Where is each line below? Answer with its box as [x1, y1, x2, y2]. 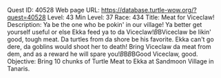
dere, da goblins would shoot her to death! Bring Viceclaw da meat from [7, 43, 211, 50]
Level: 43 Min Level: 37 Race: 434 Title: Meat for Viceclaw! [47, 13, 215, 21]
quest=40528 [7, 13, 46, 21]
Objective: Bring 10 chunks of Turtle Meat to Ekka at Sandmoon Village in [7, 57, 214, 65]
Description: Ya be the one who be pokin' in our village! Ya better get [7, 21, 202, 28]
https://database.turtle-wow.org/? [101, 6, 198, 14]
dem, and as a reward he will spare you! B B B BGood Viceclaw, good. [7, 50, 198, 58]
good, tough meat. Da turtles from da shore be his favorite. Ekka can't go [7, 35, 215, 43]
